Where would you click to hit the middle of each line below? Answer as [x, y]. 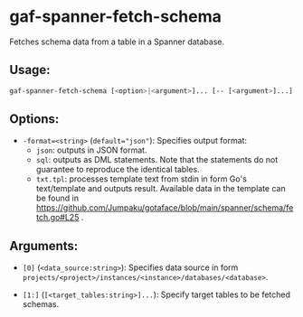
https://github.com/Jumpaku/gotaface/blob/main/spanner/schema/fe [165, 208]
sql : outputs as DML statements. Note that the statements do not [157, 160]
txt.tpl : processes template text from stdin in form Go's [141, 179]
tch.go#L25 [57, 218]
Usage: [30, 70]
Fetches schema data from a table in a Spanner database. [117, 42]
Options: [34, 119]
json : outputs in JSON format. [91, 150]
